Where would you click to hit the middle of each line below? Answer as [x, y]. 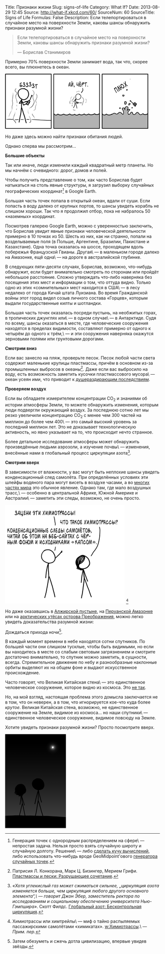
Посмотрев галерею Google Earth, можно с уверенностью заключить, [79, 226]
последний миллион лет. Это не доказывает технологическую [70, 427]
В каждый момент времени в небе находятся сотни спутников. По [75, 641]
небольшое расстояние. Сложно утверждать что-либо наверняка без [79, 277]
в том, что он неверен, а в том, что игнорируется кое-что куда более [78, 702]
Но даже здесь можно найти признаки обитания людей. [64, 136]
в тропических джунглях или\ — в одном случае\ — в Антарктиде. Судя [81, 318]
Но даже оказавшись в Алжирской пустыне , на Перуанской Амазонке [79, 611]
